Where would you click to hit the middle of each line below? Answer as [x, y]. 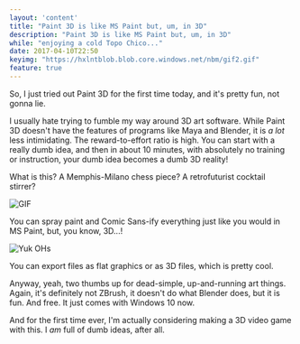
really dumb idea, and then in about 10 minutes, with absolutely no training [147, 149]
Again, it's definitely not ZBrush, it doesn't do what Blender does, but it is [145, 293]
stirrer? [23, 186]
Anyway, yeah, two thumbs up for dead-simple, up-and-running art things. [148, 283]
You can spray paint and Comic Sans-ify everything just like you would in [145, 221]
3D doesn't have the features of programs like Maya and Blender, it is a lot [147, 130]
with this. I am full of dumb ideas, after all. [87, 330]
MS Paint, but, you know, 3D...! [66, 230]
